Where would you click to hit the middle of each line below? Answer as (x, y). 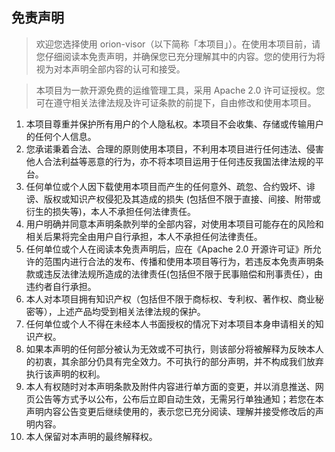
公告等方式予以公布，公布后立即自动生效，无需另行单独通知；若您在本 (179, 399)
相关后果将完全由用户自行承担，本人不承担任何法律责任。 (144, 236)
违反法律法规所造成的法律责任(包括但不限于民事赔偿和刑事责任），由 (183, 274)
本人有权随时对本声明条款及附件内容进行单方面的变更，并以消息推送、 (170, 386)
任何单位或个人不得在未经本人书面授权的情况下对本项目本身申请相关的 (170, 324)
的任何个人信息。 (61, 136)
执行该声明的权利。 (65, 374)
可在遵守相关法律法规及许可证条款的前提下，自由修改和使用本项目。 (176, 102)
